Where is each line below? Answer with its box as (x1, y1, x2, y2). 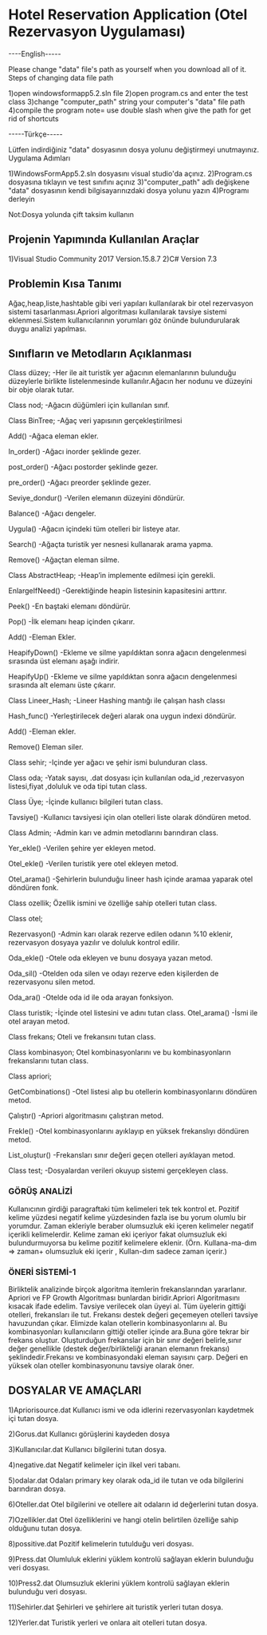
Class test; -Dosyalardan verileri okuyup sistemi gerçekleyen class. (8, 1166, 229, 1175)
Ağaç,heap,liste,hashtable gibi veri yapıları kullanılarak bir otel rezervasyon (8, 298, 253, 308)
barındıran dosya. (8, 1483, 66, 1494)
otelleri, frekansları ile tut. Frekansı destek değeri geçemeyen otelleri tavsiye (8, 1309, 259, 1319)
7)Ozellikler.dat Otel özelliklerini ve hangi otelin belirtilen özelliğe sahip (8, 1514, 239, 1524)
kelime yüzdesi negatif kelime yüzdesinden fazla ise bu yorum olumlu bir (8, 1212, 247, 1222)
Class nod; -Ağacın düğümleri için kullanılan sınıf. (8, 401, 170, 410)
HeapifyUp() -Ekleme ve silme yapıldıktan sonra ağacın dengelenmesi (8, 672, 238, 682)
